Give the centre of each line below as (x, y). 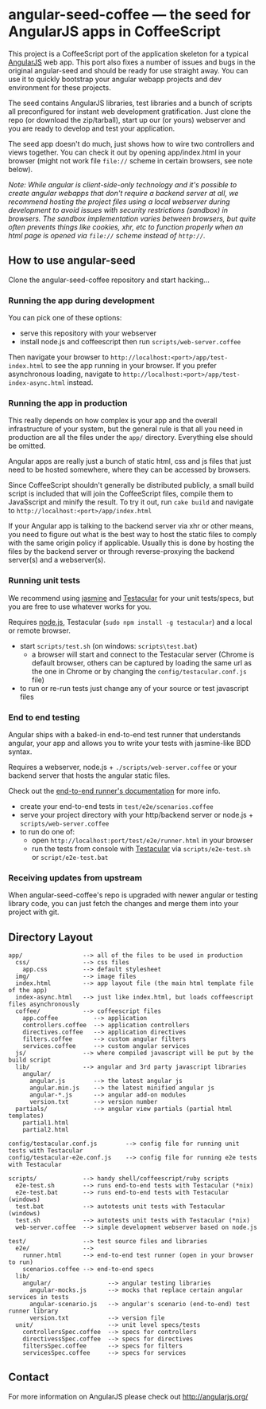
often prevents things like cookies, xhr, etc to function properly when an (126, 227)
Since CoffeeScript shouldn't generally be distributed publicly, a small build (131, 485)
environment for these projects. (60, 87)
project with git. (34, 912)
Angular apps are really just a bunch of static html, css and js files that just (130, 461)
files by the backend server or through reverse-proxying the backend (121, 551)
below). (21, 169)
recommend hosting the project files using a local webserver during (119, 202)
